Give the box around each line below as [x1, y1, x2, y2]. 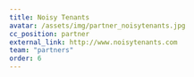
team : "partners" [9, 46, 74, 55]
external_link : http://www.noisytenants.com [9, 37, 178, 47]
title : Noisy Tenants [9, 12, 90, 22]
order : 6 [9, 54, 42, 63]
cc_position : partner [9, 29, 90, 38]
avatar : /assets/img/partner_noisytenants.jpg [9, 21, 186, 30]
